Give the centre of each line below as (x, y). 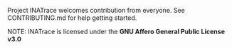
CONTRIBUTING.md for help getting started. (72, 18)
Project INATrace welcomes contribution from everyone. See (96, 10)
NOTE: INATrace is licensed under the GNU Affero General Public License (116, 32)
